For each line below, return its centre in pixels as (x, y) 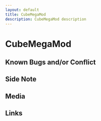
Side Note (21, 79)
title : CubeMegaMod (26, 14)
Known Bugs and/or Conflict (51, 62)
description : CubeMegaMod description (46, 19)
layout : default (22, 10)
